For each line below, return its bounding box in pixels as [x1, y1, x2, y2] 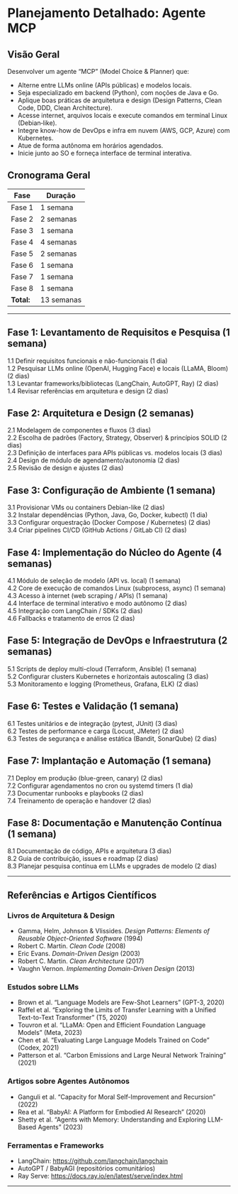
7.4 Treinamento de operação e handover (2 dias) [7, 796, 152, 805]
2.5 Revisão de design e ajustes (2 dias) [7, 464, 124, 472]
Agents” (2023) [38, 1122, 84, 1131]
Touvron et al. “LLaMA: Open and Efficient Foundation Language [17, 1021, 206, 1029]
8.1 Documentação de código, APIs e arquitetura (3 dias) [7, 847, 172, 855]
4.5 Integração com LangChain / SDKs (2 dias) [7, 607, 143, 615]
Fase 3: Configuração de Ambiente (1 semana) [7, 484, 216, 496]
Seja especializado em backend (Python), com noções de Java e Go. [17, 89, 219, 97]
